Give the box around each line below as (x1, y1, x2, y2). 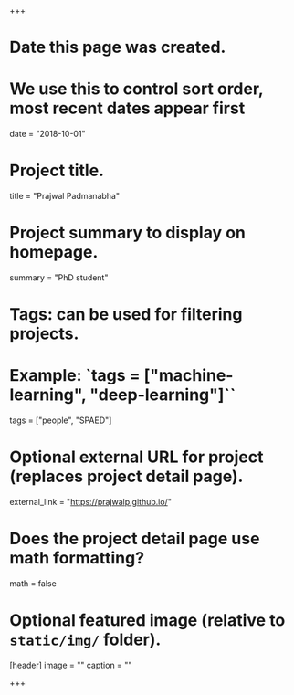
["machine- (143, 365, 234, 386)
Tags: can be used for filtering (9, 304, 243, 325)
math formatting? (9, 548, 144, 569)
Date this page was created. (9, 37, 226, 58)
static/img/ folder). (9, 629, 162, 650)
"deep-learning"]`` (89, 384, 236, 405)
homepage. (9, 242, 99, 263)
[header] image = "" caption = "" (9, 659, 132, 670)
